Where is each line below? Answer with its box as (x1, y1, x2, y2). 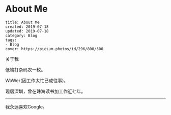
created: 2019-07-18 (5, 24, 49, 29)
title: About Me (5, 20, 40, 25)
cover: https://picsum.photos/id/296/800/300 (5, 46, 103, 51)
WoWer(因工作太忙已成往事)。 (5, 77, 69, 84)
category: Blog (5, 33, 38, 38)
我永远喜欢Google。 (5, 103, 47, 109)
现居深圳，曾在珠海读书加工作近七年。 (5, 88, 85, 94)
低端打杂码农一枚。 (5, 66, 46, 72)
